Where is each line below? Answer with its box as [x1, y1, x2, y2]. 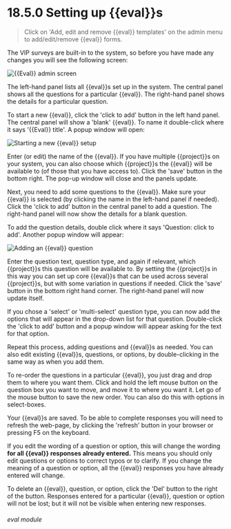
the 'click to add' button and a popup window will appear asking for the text [7, 322, 222, 330]
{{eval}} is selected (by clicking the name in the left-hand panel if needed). [7, 195, 219, 203]
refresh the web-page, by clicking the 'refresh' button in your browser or [7, 420, 214, 429]
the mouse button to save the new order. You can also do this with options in [7, 393, 225, 401]
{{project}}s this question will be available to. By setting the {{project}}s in [7, 264, 217, 272]
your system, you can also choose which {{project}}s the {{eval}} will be [7, 159, 212, 167]
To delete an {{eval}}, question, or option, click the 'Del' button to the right [7, 484, 218, 492]
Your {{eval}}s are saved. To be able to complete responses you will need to [7, 414, 223, 422]
